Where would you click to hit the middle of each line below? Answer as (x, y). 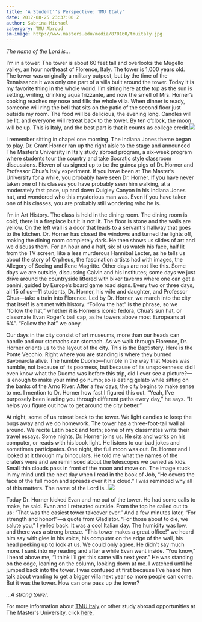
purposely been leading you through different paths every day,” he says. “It (99, 399)
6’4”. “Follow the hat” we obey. (44, 324)
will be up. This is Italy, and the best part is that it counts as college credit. (98, 128)
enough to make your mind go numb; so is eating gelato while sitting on (100, 380)
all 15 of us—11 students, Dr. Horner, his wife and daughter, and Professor (97, 292)
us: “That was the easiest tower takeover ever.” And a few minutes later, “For (101, 513)
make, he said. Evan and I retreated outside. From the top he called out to (97, 507)
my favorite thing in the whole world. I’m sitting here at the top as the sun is (99, 88)
